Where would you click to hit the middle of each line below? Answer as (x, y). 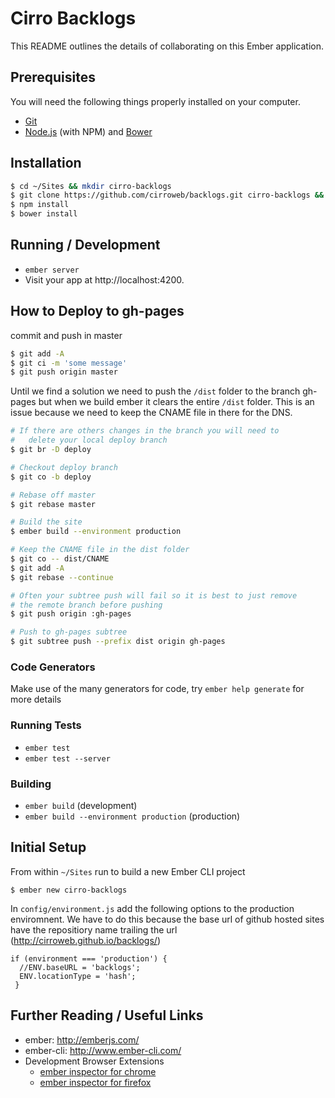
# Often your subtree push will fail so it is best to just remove (154, 595)
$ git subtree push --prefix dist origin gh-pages (118, 642)
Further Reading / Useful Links (107, 1015)
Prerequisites (53, 77)
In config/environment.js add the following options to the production (152, 908)
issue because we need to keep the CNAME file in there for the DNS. (151, 413)
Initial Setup (48, 847)
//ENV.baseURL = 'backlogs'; (80, 967)
